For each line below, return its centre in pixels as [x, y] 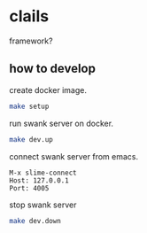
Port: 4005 [29, 188]
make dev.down [35, 221]
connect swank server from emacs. [74, 156]
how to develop [52, 69]
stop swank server [43, 205]
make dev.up [31, 139]
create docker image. [48, 89]
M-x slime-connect [43, 173]
